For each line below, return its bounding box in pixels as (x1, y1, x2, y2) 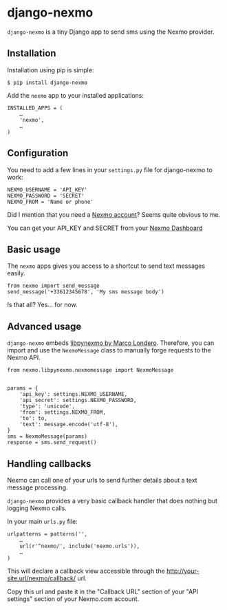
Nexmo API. (7, 353, 41, 362)
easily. (7, 269, 25, 277)
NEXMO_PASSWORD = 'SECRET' (7, 192, 85, 199)
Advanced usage (7, 320, 82, 332)
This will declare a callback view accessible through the (7, 567, 165, 575)
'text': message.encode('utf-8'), (19, 421, 118, 428)
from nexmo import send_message (7, 282, 100, 290)
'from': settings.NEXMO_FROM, (19, 409, 107, 416)
